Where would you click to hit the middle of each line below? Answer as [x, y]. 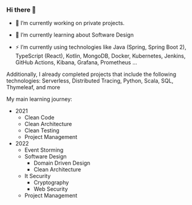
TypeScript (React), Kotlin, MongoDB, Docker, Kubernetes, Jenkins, [100, 56]
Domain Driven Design [62, 163]
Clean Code [39, 117]
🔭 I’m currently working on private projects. [70, 23]
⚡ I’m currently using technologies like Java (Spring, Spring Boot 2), [101, 47]
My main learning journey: [39, 99]
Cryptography [51, 182]
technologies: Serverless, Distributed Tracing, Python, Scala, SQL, [90, 81]
